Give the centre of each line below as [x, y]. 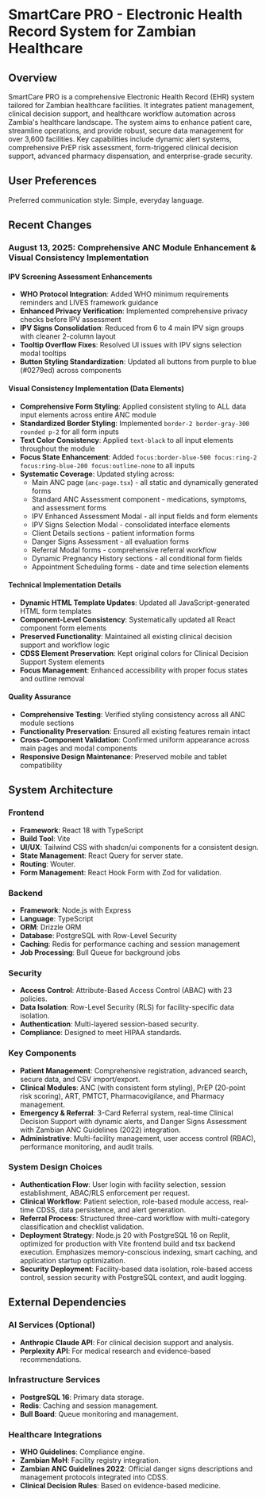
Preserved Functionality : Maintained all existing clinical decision [126, 636]
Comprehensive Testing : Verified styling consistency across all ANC [133, 714]
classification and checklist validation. [82, 1227]
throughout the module [57, 448]
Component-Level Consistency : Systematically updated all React [127, 619]
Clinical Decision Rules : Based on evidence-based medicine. [120, 1486]
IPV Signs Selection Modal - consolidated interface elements [131, 524]
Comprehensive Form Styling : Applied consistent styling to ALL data [133, 406]
